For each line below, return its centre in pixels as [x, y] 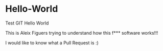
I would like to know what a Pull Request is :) [52, 43]
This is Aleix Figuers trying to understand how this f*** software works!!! [82, 33]
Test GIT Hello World [27, 23]
